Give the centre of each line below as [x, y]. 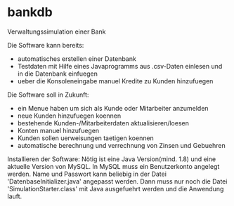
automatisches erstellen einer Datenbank [77, 59]
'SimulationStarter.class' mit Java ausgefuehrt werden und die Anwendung [116, 188]
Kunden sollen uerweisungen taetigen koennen [86, 138]
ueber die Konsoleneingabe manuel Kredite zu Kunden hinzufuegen [115, 81]
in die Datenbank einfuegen [58, 74]
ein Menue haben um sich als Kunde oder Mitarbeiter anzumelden [113, 108]
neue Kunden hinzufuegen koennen [69, 116]
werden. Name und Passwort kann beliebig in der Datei [87, 174]
